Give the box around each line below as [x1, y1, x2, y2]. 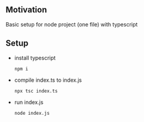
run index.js [14, 99, 44, 106]
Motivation [5, 5, 47, 15]
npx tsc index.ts [14, 88, 58, 94]
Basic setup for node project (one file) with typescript [5, 20, 138, 28]
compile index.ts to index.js [14, 76, 82, 84]
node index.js [14, 110, 50, 116]
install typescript [14, 54, 56, 61]
